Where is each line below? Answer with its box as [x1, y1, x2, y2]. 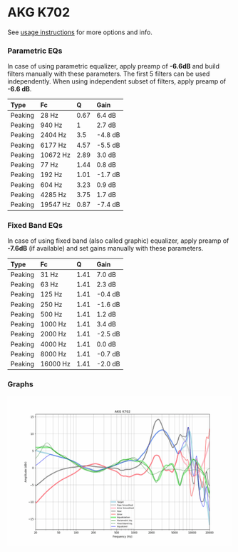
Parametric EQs [7, 46, 63, 56]
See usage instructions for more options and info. [7, 28, 153, 36]
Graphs [7, 379, 33, 389]
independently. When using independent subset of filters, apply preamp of [7, 77, 227, 86]
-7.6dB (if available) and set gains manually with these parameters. [7, 244, 204, 253]
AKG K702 [7, 4, 71, 21]
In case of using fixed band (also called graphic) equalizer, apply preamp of [7, 236, 229, 245]
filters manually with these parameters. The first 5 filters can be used [7, 69, 210, 79]
